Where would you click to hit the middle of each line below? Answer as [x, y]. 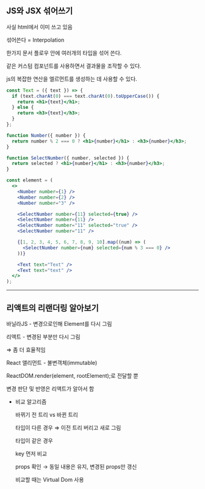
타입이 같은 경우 [34, 441]
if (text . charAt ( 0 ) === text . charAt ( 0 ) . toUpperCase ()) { [86, 96]
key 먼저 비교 [31, 454]
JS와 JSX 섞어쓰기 [40, 11]
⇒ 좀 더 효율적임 [26, 350]
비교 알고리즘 [31, 402]
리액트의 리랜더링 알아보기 [52, 308]
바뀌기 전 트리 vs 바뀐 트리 [46, 415]
